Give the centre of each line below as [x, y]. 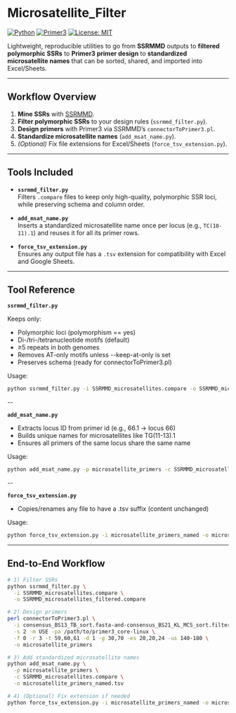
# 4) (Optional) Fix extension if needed [69, 696]
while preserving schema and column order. [81, 204]
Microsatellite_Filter [67, 13]
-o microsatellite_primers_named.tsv [69, 684]
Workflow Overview [52, 97]
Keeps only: [25, 319]
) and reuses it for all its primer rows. [86, 232]
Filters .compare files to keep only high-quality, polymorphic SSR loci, [117, 196]
